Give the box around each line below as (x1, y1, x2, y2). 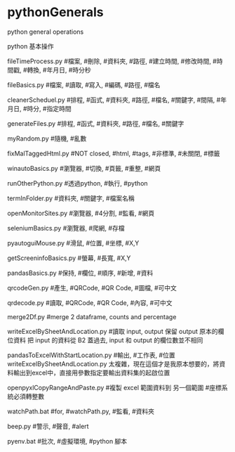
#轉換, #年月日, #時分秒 (22, 65, 91, 74)
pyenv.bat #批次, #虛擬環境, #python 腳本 (7, 437, 128, 445)
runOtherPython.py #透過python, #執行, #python (7, 179, 149, 187)
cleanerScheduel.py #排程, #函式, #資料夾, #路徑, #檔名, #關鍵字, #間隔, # (7, 96, 221, 104)
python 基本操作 (7, 41, 54, 50)
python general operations (7, 27, 84, 36)
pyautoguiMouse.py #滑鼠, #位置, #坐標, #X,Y (7, 238, 140, 247)
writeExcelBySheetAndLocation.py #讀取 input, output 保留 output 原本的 (7, 327, 218, 335)
